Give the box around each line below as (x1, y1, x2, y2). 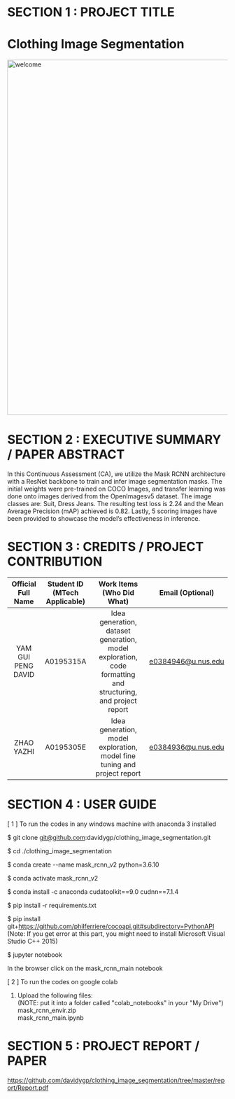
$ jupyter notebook (7, 950, 63, 959)
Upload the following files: (17, 991, 93, 1000)
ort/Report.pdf (7, 1083, 49, 1092)
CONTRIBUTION (7, 554, 103, 570)
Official (11, 579, 36, 589)
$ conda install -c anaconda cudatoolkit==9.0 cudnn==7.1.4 (7, 887, 179, 896)
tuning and (100, 760, 136, 769)
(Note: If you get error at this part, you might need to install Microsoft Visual (7, 929, 225, 938)
